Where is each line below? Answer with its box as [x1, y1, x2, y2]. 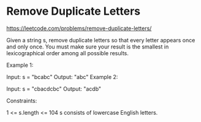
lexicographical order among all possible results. [6, 49, 129, 56]
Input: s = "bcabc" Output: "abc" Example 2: [6, 73, 118, 80]
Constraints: [6, 97, 37, 104]
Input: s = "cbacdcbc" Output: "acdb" [6, 85, 102, 93]
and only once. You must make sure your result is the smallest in [6, 43, 169, 50]
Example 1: [6, 61, 34, 69]
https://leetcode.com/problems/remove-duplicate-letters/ [6, 25, 152, 32]
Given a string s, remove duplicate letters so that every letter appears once [6, 36, 195, 44]
